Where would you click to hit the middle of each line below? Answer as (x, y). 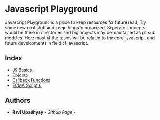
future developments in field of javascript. (47, 43)
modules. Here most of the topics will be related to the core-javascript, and (80, 38)
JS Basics (22, 70)
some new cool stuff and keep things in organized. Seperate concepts (75, 27)
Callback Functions (31, 80)
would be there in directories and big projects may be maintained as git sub (80, 32)
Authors (18, 100)
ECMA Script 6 (27, 85)
